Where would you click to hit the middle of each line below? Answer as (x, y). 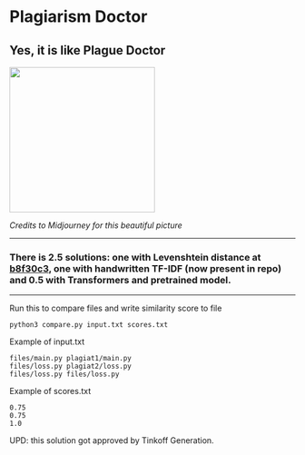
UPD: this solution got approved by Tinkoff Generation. (112, 440)
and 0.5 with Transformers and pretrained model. (120, 280)
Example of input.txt (47, 341)
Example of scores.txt (50, 391)
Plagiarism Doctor (79, 17)
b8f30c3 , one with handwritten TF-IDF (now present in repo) (146, 268)
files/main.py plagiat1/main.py (70, 359)
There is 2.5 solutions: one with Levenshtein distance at (135, 257)
